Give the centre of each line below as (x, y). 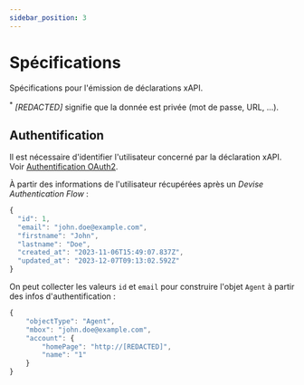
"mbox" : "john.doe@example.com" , (89, 330)
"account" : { (50, 338)
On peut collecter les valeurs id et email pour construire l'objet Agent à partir (152, 287)
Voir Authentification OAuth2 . (64, 167)
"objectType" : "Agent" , (71, 321)
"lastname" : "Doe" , (54, 244)
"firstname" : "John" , (58, 236)
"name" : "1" (65, 355)
